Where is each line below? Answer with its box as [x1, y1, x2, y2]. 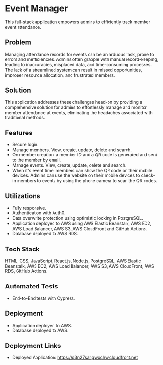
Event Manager [5, 3, 68, 14]
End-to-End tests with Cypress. [12, 295, 75, 301]
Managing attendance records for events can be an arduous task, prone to [5, 51, 154, 57]
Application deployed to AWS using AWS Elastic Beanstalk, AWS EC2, [12, 220, 152, 227]
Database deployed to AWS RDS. [12, 231, 78, 237]
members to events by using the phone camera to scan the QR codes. [17, 178, 157, 184]
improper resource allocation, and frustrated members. [5, 72, 115, 78]
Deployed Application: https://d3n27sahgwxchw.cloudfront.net [12, 354, 138, 361]
